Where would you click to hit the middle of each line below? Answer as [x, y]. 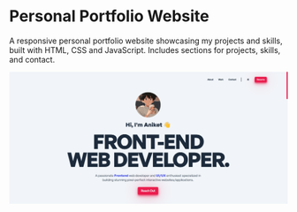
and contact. [32, 59]
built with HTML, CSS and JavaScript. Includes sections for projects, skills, [145, 49]
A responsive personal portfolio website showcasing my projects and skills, [146, 41]
